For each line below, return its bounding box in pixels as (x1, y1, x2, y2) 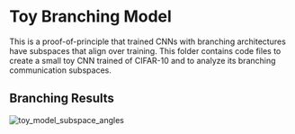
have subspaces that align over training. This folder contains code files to (9, 45, 282, 56)
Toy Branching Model (9, 6, 173, 27)
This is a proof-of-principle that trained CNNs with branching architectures (9, 36, 286, 47)
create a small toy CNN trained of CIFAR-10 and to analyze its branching (9, 55, 276, 66)
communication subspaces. (9, 65, 112, 76)
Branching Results (9, 91, 115, 106)
